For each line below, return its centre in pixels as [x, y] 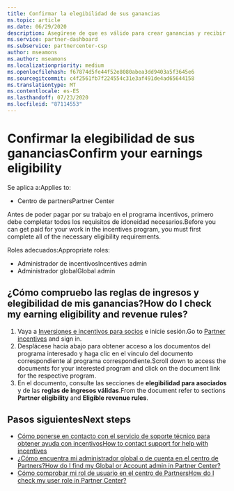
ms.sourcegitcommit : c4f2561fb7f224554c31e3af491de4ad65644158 [101, 78]
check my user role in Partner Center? [72, 481]
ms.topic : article [34, 20]
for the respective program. [57, 376]
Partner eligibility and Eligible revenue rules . [83, 398]
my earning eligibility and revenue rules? [97, 315]
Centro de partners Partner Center [66, 201]
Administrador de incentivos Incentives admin [82, 263]
